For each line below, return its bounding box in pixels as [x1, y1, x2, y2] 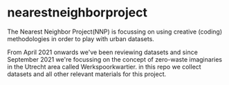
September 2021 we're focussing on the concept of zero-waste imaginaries [7, 55, 223, 63]
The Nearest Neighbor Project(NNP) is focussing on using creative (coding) [7, 27, 223, 36]
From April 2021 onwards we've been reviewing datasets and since [7, 48, 199, 56]
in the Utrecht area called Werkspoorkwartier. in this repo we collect [7, 62, 202, 71]
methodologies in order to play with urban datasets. [7, 34, 154, 42]
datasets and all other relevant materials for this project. [7, 70, 167, 78]
